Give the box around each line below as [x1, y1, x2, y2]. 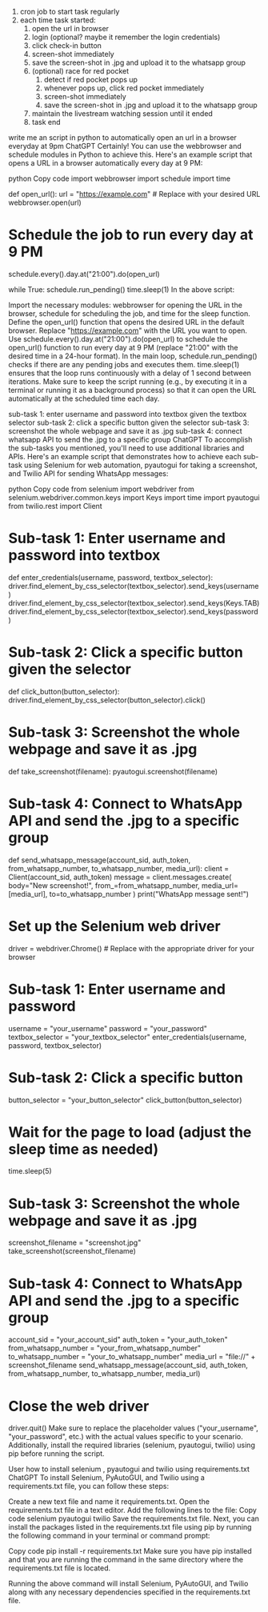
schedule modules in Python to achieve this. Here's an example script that [8, 150, 253, 159]
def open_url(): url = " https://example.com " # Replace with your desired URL [8, 190, 261, 198]
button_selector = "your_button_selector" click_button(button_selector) [8, 1095, 242, 1105]
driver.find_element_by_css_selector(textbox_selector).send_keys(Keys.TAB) [8, 598, 260, 607]
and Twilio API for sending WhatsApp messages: [8, 468, 169, 478]
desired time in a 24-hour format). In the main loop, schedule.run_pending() [8, 351, 258, 361]
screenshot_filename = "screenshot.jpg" [8, 1238, 142, 1247]
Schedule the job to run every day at [8, 226, 254, 244]
